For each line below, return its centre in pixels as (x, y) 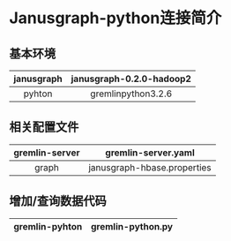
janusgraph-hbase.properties (149, 167)
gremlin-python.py (132, 226)
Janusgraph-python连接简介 (115, 18)
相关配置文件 (44, 128)
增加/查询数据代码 (58, 201)
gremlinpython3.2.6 (131, 94)
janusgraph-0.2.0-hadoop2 (131, 79)
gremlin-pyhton (48, 226)
